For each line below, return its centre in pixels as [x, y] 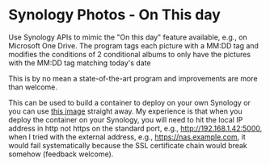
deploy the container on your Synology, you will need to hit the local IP [126, 119]
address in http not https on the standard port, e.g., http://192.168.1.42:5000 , [135, 128]
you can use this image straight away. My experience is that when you [125, 111]
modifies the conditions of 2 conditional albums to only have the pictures [130, 54]
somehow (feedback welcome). [61, 154]
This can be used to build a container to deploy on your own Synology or [129, 102]
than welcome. [33, 87]
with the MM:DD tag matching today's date [80, 63]
